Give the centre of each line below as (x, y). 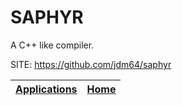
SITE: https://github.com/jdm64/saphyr (91, 64)
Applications (46, 89)
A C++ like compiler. (52, 45)
